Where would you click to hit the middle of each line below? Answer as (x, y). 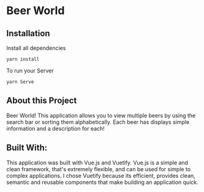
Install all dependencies (36, 48)
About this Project (42, 101)
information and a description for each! (56, 128)
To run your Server (30, 71)
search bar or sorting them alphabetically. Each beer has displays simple (98, 122)
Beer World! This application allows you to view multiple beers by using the (101, 115)
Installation (28, 33)
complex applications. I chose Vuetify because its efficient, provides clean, (101, 175)
